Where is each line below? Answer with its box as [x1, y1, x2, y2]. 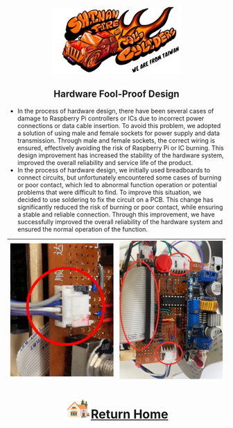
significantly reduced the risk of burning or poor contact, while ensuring [17, 203, 223, 211]
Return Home [90, 406, 169, 422]
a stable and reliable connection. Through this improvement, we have [17, 210, 215, 219]
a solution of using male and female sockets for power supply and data [17, 129, 221, 137]
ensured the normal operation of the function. [17, 225, 148, 233]
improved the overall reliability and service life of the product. [17, 158, 193, 166]
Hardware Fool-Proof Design [53, 88, 180, 100]
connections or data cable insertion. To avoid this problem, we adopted [17, 121, 221, 129]
